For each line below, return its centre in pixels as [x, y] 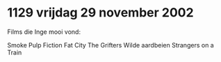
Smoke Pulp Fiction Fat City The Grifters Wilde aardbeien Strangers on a [110, 45]
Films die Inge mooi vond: [44, 32]
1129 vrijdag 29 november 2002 [100, 13]
